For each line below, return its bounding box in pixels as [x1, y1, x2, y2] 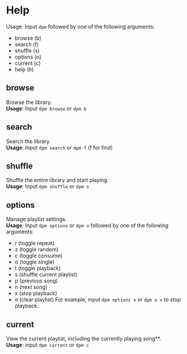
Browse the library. [6, 99, 52, 106]
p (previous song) [14, 277, 58, 284]
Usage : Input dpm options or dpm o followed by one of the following [6, 222, 169, 229]
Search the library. [6, 137, 51, 145]
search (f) [14, 41, 39, 48]
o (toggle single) [14, 258, 55, 265]
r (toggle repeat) [14, 240, 55, 247]
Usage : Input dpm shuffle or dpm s [6, 183, 90, 190]
